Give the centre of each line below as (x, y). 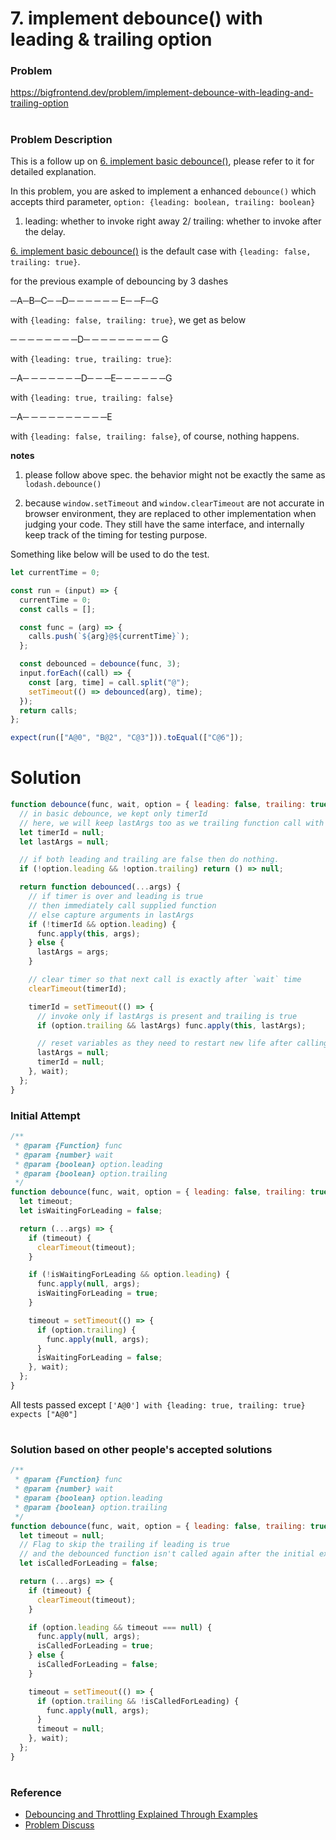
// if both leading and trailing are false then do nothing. (149, 860)
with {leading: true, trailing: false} (92, 398)
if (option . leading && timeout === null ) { (120, 1627)
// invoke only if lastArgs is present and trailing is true (167, 1016)
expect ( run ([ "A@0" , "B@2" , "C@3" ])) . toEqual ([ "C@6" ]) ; (127, 738)
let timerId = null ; (62, 832)
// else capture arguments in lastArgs (111, 915)
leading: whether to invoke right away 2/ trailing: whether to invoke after (173, 221)
